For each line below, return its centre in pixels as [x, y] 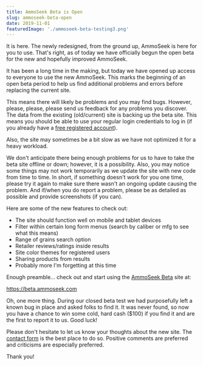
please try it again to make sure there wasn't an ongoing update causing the [101, 184]
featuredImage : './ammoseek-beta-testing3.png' [68, 29]
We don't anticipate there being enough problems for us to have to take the [100, 158]
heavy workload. [27, 146]
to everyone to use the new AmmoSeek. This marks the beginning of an [96, 77]
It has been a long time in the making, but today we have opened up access [101, 71]
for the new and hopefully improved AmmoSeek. [67, 59]
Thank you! [20, 357]
